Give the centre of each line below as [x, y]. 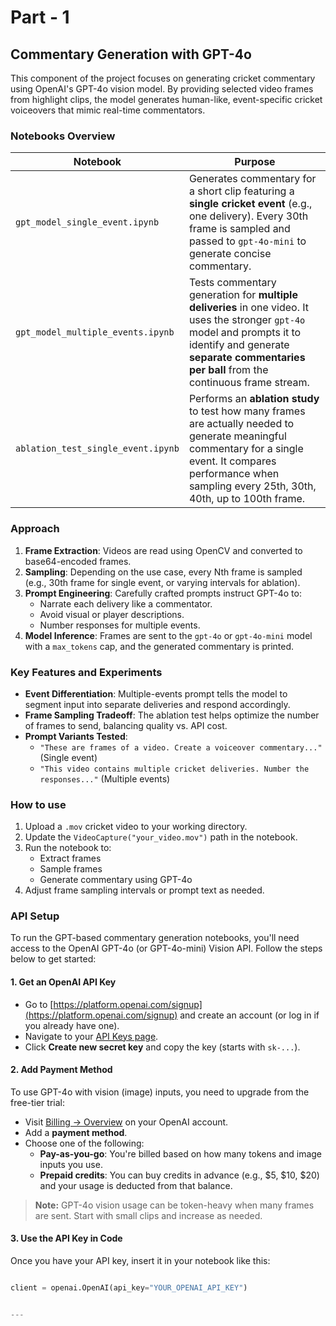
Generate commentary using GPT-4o [116, 880]
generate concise [230, 254]
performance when [234, 474]
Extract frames [70, 858]
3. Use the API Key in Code [66, 1238]
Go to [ [39, 1004]
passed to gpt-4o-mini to [247, 241]
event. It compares [232, 461]
